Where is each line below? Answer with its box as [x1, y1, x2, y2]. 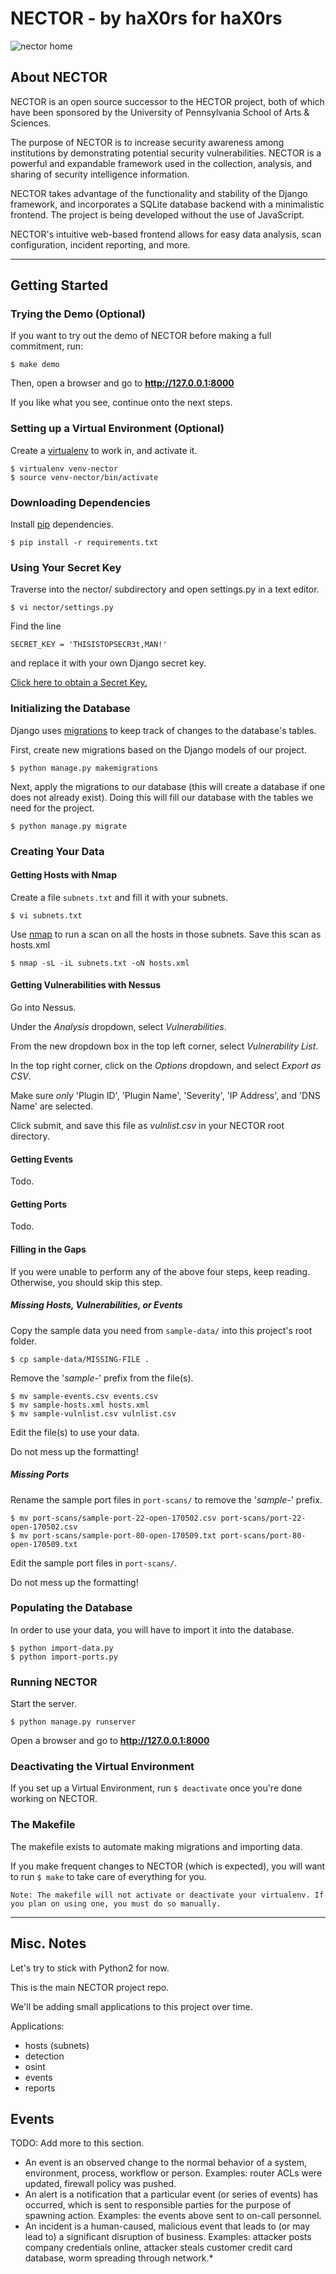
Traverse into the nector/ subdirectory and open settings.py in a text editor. [10, 583, 320, 596]
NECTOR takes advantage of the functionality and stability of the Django [10, 187, 308, 199]
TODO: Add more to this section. [10, 2137, 145, 2149]
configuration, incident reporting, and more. [10, 238, 191, 251]
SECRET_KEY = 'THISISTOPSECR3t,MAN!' [10, 640, 168, 650]
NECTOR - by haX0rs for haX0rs [10, 7, 283, 30]
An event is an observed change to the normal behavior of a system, [24, 2157, 307, 2169]
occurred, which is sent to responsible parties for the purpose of [24, 2199, 292, 2211]
